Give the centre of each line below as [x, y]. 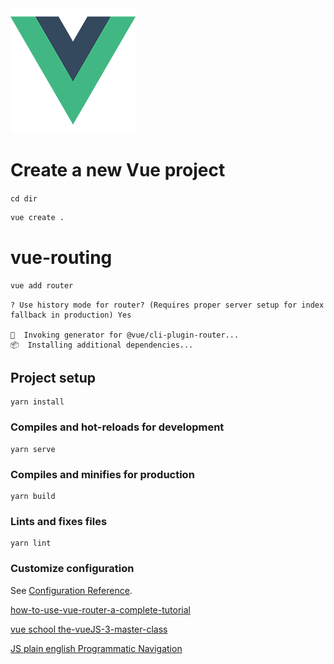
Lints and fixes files [59, 521]
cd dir [24, 198]
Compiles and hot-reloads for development [117, 427]
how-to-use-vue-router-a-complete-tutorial [100, 609]
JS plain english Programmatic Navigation [96, 648]
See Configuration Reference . [71, 590]
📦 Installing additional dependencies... [102, 345]
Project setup [53, 378]
